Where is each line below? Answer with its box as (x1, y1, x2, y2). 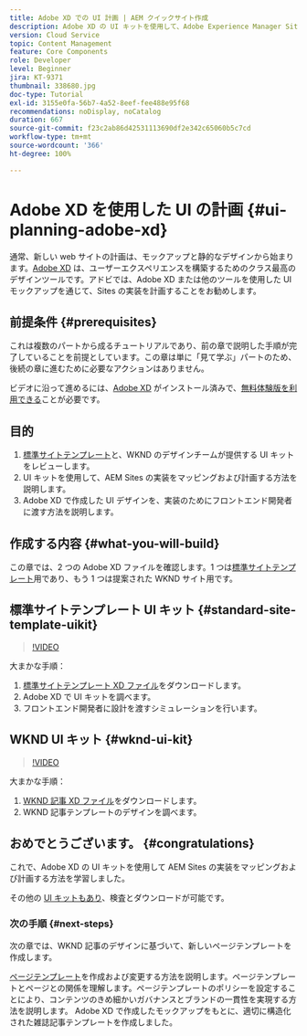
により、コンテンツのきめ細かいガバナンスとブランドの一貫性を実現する (16, 993, 290, 1005)
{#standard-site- (197, 602, 297, 618)
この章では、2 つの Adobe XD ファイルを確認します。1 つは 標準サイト (9, 562, 272, 572)
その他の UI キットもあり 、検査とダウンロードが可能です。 (9, 893, 230, 904)
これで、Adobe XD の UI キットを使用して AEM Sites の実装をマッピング (9, 862, 281, 872)
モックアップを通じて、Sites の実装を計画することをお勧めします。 (9, 285, 262, 296)
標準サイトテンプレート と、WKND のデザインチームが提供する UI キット (22, 449, 295, 460)
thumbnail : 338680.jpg (9, 81, 96, 90)
